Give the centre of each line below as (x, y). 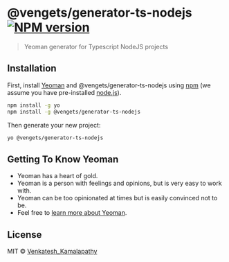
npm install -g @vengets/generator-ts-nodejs (74, 112)
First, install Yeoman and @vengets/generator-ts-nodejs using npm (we (109, 85)
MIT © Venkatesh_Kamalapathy (52, 251)
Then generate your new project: (54, 125)
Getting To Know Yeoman (63, 159)
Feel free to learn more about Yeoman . (72, 213)
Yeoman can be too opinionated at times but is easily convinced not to (117, 198)
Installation (32, 68)
